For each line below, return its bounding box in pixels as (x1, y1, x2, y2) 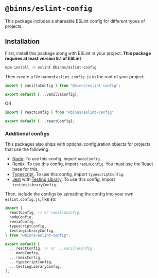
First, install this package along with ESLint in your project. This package (5, 50, 152, 56)
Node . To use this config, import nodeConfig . (12, 156, 101, 162)
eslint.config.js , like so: (5, 196, 57, 202)
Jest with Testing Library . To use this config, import (12, 176, 115, 182)
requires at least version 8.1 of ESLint (5, 55, 81, 61)
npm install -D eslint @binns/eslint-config (5, 65, 97, 69)
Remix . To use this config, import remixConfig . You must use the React (12, 161, 153, 167)
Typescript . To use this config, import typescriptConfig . (12, 172, 125, 177)
